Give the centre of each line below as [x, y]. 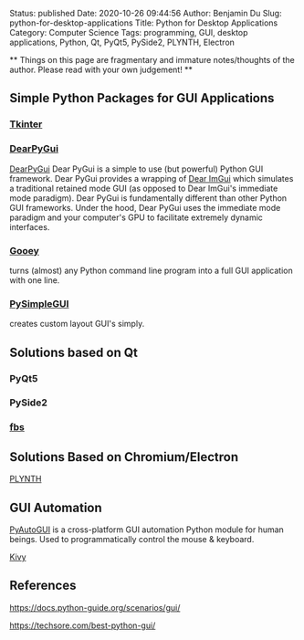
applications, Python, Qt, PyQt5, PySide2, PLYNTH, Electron [122, 42]
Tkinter [26, 124]
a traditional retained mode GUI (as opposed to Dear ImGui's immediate [144, 188]
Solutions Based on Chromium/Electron [124, 457]
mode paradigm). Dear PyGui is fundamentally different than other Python [148, 198]
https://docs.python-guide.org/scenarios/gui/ [95, 607]
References [43, 586]
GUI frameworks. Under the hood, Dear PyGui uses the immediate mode [145, 207]
